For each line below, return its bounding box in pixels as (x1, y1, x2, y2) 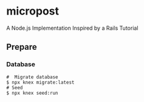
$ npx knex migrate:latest (6, 79, 75, 86)
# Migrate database (6, 74, 59, 80)
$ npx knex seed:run (6, 90, 59, 96)
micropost (6, 4, 60, 18)
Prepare (6, 42, 38, 52)
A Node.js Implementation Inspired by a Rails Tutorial (6, 24, 139, 32)
